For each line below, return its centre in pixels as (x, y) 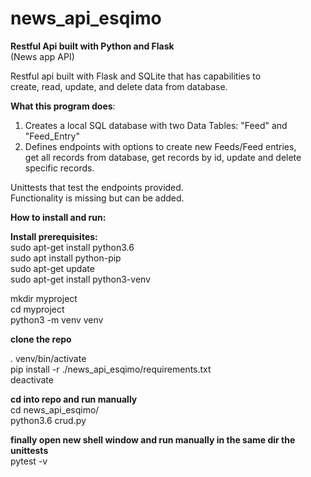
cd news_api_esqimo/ (55, 409)
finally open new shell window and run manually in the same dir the (153, 439)
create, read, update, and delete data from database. (119, 86)
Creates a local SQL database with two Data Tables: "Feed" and (156, 125)
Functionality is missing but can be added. (97, 198)
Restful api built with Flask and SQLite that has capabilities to (136, 76)
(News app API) (42, 56)
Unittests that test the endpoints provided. (97, 187)
